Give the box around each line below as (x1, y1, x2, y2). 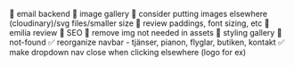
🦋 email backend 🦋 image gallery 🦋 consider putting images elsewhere (9, 9, 268, 19)
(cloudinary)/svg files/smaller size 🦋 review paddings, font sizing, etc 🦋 (9, 18, 270, 29)
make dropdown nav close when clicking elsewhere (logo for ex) (9, 47, 247, 57)
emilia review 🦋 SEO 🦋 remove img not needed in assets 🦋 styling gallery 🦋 (9, 28, 282, 37)
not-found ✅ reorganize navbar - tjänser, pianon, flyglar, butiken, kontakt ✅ (9, 37, 285, 47)
